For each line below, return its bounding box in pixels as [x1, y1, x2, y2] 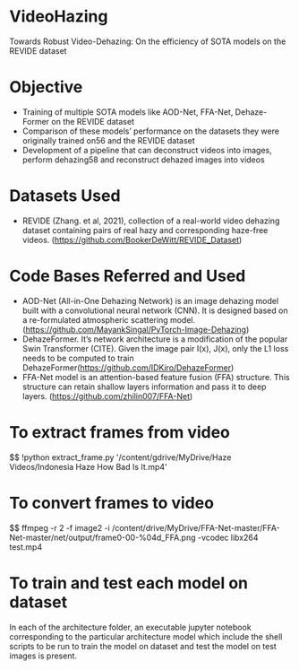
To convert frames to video [9, 492, 215, 513]
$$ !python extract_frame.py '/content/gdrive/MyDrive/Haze [9, 451, 232, 463]
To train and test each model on [9, 572, 249, 593]
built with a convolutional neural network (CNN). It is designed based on [21, 305, 288, 316]
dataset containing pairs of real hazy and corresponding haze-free [21, 224, 269, 235]
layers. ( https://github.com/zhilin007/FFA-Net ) [21, 390, 193, 401]
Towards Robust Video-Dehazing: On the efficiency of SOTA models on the [9, 36, 286, 47]
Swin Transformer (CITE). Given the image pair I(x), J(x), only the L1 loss [21, 343, 289, 353]
